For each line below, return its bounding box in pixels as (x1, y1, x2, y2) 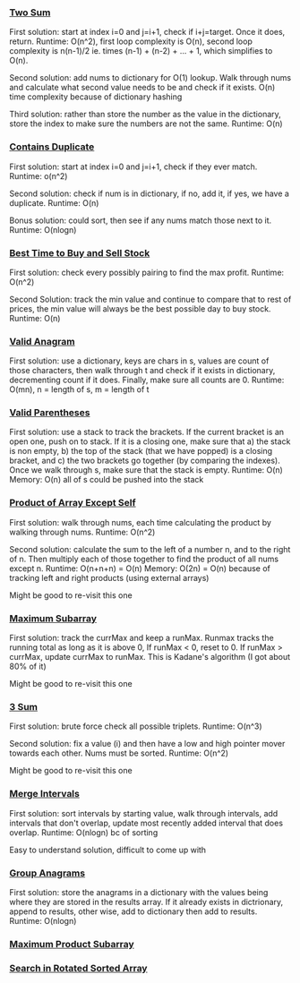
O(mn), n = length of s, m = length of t (9, 384, 150, 395)
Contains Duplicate (9, 141, 95, 153)
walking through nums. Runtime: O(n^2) (9, 526, 156, 537)
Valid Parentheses (9, 406, 90, 419)
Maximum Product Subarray (9, 937, 134, 950)
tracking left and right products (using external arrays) (9, 572, 210, 583)
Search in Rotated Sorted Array (9, 962, 148, 974)
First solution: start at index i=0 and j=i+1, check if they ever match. (9, 161, 258, 172)
